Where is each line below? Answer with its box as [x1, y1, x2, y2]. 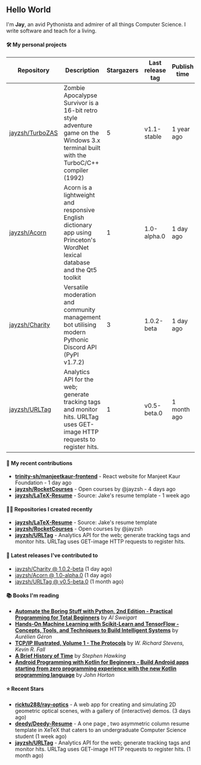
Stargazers [106, 66, 139, 74]
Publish [171, 62, 194, 71]
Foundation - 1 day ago [14, 479, 72, 486]
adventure [63, 121, 93, 129]
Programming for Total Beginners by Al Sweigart [14, 614, 138, 621]
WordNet [63, 243, 89, 252]
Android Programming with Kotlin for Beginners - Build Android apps [14, 658, 189, 665]
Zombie [63, 84, 86, 92]
